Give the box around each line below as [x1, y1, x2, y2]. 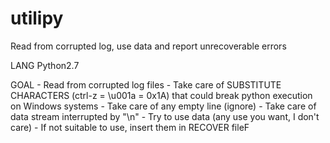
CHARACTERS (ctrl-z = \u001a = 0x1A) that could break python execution [10, 89, 313, 101]
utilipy [10, 7, 64, 30]
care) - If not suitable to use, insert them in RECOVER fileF [10, 121, 250, 133]
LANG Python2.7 [10, 59, 80, 71]
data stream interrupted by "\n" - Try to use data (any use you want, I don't [10, 110, 320, 122]
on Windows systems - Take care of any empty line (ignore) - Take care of [10, 100, 317, 112]
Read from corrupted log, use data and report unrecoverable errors [10, 40, 287, 52]
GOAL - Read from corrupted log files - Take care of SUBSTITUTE [10, 78, 282, 91]
